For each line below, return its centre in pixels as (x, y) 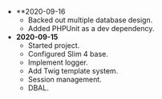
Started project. (54, 46)
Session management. (65, 79)
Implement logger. (58, 62)
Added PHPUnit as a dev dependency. (91, 28)
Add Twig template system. (73, 71)
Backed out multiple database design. (90, 20)
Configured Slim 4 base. (68, 54)
